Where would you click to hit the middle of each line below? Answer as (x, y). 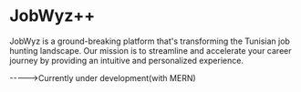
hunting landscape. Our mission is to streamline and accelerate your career (150, 50)
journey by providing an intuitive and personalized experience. (127, 60)
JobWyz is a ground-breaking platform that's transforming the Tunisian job (150, 41)
